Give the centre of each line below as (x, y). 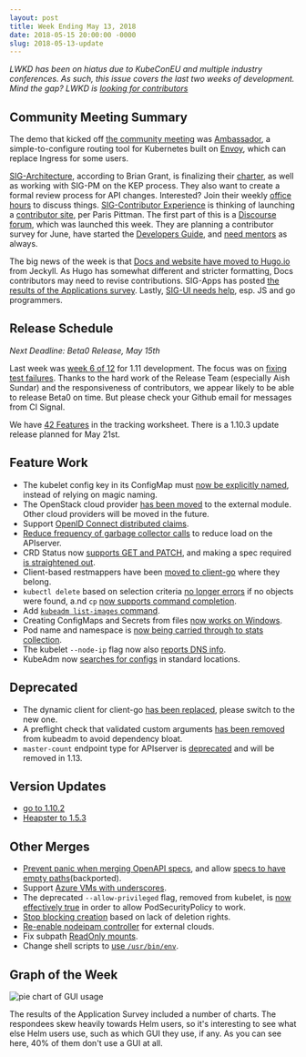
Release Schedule (61, 329)
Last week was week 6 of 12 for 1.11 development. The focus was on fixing (148, 368)
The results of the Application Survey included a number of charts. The (143, 1014)
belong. (37, 581)
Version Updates (58, 786)
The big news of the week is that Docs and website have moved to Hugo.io (150, 261)
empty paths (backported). (72, 879)
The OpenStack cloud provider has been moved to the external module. (157, 504)
